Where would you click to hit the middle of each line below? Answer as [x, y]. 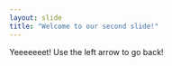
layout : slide [36, 18]
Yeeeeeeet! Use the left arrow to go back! [86, 52]
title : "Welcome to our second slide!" [84, 26]
